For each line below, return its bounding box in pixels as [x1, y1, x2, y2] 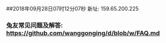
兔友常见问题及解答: [6, 21, 63, 29]
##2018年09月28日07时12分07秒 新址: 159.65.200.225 [6, 5, 139, 12]
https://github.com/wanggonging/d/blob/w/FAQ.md [6, 29, 160, 37]
